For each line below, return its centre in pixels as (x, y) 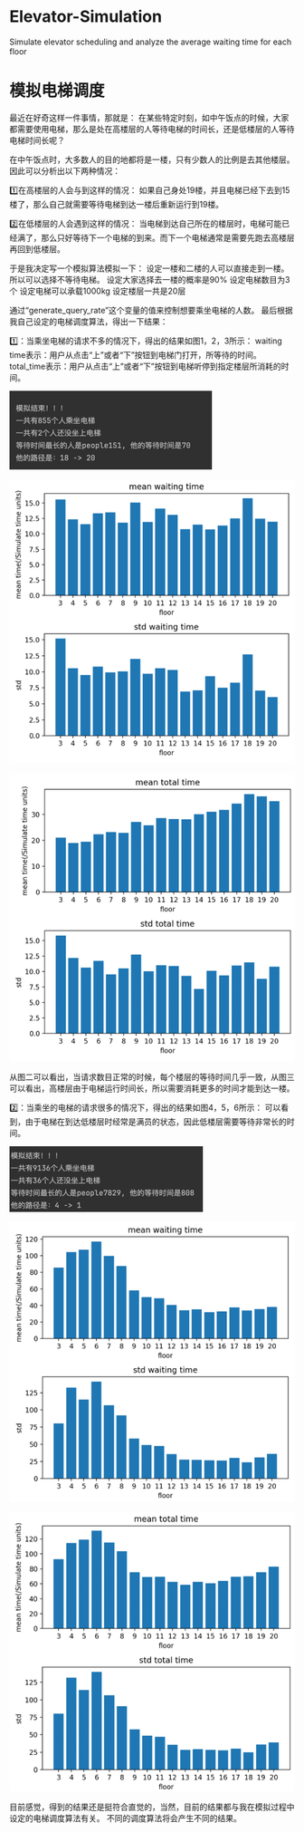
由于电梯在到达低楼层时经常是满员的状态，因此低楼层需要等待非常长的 (156, 1122)
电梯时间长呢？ (37, 140)
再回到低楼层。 (37, 249)
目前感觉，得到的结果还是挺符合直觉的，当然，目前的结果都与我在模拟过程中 (152, 1807)
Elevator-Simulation (86, 17)
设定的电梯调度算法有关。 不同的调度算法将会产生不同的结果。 (125, 1818)
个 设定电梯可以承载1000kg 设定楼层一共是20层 (98, 291)
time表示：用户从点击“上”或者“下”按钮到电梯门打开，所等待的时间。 (136, 354)
